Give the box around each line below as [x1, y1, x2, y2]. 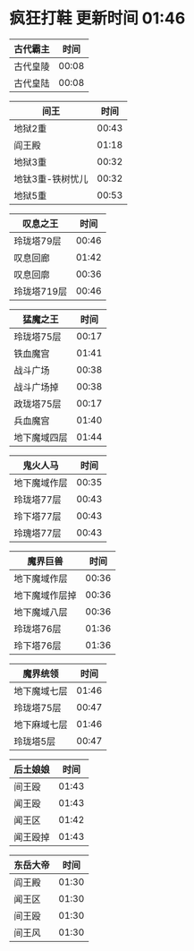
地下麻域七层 [13, 718, 69, 731]
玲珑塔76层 [13, 622, 62, 635]
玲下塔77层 [13, 510, 62, 522]
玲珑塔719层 [13, 285, 68, 297]
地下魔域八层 [13, 605, 69, 618]
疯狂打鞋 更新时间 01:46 [9, 8, 186, 29]
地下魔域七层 [13, 684, 69, 697]
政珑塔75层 [13, 398, 62, 410]
